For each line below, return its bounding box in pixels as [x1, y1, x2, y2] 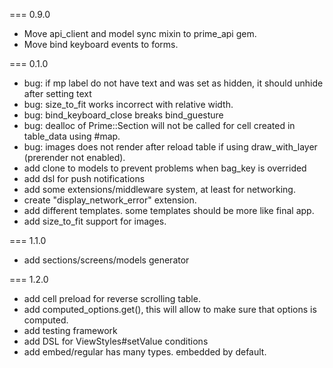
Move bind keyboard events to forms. [23, 39, 179, 50]
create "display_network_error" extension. [23, 194, 197, 206]
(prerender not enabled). [23, 152, 126, 163]
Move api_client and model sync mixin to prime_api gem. [23, 28, 257, 39]
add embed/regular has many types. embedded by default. [23, 346, 267, 358]
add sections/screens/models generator [23, 254, 190, 266]
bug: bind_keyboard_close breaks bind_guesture [23, 109, 224, 121]
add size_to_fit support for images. [23, 215, 167, 227]
